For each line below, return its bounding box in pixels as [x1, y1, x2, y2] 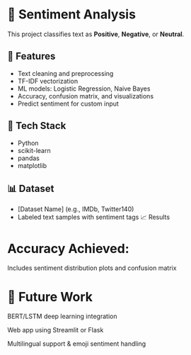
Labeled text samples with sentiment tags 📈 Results [17, 213, 170, 222]
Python [17, 138, 39, 147]
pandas [17, 154, 40, 162]
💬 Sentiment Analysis [7, 6, 137, 23]
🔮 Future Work [7, 288, 93, 305]
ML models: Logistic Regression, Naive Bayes [17, 84, 151, 93]
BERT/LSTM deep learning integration [7, 312, 117, 321]
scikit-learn [17, 146, 51, 154]
